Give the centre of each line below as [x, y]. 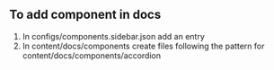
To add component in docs [85, 15]
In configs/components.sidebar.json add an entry [113, 36]
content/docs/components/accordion [92, 55]
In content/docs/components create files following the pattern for [143, 46]
